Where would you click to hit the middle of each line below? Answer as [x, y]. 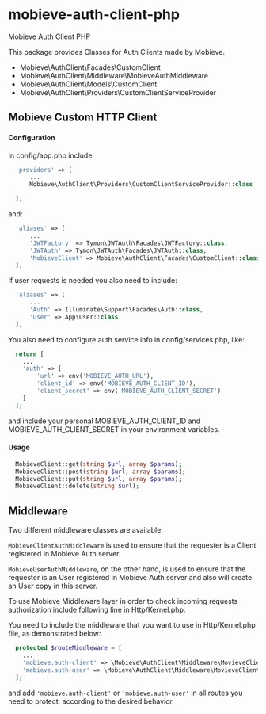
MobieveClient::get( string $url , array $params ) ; [99, 464]
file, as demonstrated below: [55, 634]
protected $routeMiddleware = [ [69, 648]
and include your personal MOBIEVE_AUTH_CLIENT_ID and [104, 421]
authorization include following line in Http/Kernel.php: [97, 610]
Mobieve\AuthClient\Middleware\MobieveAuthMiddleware [114, 75]
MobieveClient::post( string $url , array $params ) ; [101, 472]
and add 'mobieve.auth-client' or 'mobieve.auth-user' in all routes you [125, 693]
